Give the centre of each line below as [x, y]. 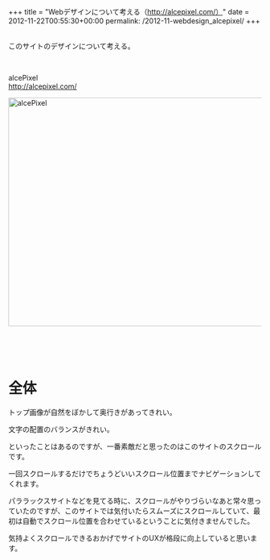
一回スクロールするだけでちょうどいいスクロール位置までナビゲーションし [131, 473]
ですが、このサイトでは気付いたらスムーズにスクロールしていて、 [145, 511]
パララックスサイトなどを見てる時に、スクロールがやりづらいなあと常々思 [131, 500]
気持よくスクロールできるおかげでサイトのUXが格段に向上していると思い [129, 537]
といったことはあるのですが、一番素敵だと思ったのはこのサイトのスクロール [135, 446]
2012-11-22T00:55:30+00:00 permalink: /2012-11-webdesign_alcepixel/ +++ [135, 21]
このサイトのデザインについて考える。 [72, 46]
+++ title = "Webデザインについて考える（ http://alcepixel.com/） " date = [129, 12]
